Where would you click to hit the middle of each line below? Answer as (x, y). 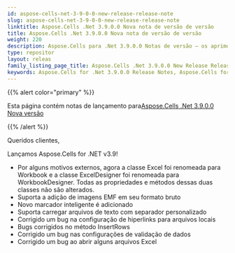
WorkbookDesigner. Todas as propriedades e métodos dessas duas (115, 182)
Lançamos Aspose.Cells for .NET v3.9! (63, 154)
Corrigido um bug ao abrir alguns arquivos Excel (87, 241)
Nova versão (26, 113)
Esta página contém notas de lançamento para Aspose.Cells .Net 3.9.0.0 (111, 106)
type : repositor (31, 53)
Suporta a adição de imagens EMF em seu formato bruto (99, 197)
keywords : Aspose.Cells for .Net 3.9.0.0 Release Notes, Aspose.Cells (112, 72)
